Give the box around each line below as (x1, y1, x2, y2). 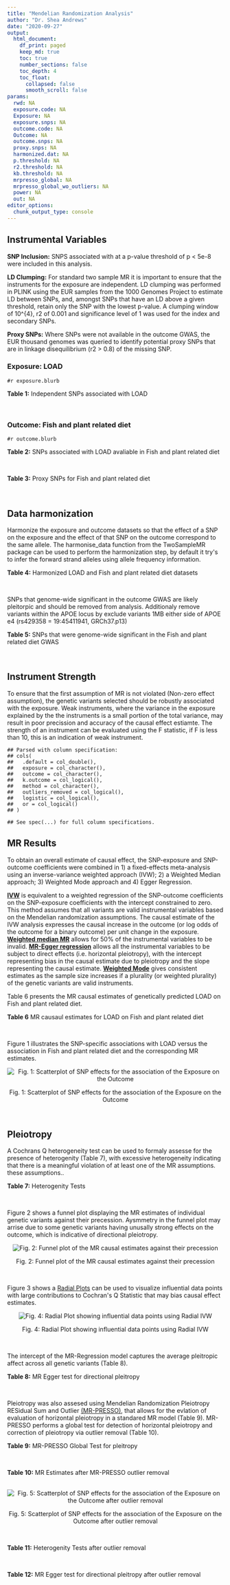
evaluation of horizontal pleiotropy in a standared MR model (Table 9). (7, 1414, 205, 1422)
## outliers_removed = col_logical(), (7, 789, 125, 796)
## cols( (7, 752, 32, 759)
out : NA (13, 195, 36, 203)
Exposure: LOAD (7, 362, 63, 372)
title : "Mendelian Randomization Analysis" (7, 10, 134, 17)
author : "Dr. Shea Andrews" (7, 17, 88, 23)
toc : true (19, 55, 48, 62)
